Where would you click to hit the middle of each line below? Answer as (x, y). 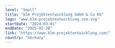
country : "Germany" (25, 38)
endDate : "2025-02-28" (29, 28)
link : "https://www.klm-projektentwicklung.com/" (58, 33)
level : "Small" (21, 10)
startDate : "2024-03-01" (31, 24)
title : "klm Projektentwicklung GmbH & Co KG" (54, 14)
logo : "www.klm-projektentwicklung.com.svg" (52, 19)
